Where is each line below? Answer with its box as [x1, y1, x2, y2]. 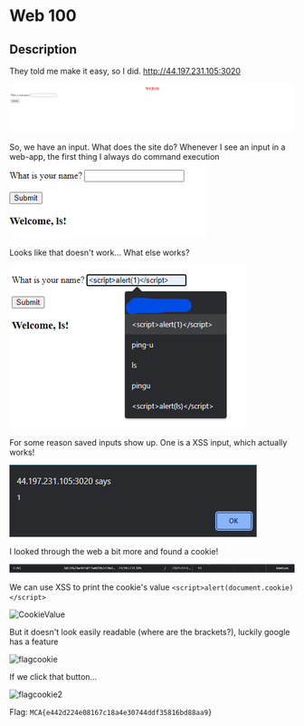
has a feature [9, 636, 59, 647]
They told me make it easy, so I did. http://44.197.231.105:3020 [9, 65, 242, 76]
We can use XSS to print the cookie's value [9, 582, 170, 593]
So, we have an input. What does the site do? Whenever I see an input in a [9, 142, 286, 152]
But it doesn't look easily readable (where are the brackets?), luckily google [9, 627, 290, 638]
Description [9, 42, 77, 57]
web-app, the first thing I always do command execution [9, 151, 220, 162]
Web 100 [9, 5, 77, 26]
